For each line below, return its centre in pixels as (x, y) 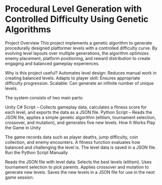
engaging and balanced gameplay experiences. (52, 63)
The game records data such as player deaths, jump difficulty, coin (72, 137)
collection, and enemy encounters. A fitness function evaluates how (73, 142)
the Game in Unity (23, 127)
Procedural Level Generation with (74, 9)
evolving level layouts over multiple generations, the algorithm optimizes (77, 53)
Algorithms (28, 30)
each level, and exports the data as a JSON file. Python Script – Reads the (79, 112)
